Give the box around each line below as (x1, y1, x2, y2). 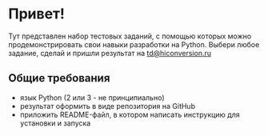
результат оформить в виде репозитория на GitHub (19, 101, 196, 110)
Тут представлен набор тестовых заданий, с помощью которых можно (8, 31, 252, 41)
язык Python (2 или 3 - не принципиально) (19, 93, 166, 102)
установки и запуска (19, 118, 91, 128)
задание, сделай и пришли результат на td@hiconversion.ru (8, 48, 212, 58)
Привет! (8, 5, 66, 23)
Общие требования (8, 71, 110, 85)
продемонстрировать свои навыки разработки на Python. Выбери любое (8, 39, 260, 49)
